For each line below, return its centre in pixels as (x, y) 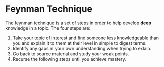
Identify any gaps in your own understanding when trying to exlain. (82, 48)
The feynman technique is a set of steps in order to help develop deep (78, 23)
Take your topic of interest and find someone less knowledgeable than (86, 38)
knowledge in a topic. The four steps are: (48, 28)
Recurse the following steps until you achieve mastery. (69, 59)
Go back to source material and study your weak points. (71, 54)
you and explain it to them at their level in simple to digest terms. (79, 43)
